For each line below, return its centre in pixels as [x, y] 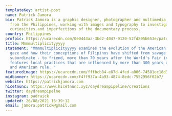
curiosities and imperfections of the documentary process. [75, 29]
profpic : [15, 39]
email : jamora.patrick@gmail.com [41, 106]
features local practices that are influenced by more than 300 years [87, 63]
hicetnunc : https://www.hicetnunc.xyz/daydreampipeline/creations [78, 86]
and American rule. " [33, 67]
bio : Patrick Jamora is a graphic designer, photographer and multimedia [86, 20]
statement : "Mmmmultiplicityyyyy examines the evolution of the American [86, 48]
